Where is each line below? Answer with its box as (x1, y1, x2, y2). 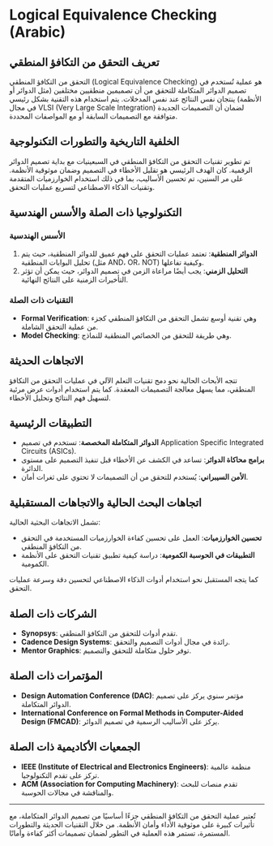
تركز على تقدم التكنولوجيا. (20, 770, 100, 780)
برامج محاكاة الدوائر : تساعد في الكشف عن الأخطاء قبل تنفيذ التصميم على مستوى (20, 455, 265, 464)
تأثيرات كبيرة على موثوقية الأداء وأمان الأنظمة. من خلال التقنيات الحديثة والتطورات (9, 819, 255, 829)
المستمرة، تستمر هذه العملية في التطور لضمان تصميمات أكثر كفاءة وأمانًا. (9, 828, 231, 838)
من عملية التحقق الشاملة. (20, 322, 99, 331)
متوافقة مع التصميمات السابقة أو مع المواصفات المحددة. (9, 111, 178, 121)
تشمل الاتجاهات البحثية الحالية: (9, 517, 100, 527)
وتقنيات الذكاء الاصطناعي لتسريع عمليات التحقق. (9, 182, 156, 192)
